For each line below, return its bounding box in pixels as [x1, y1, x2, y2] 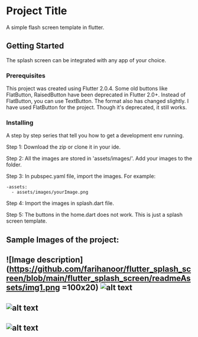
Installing [6, 118, 34, 127]
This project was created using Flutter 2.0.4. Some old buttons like [6, 85, 168, 92]
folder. [6, 161, 22, 168]
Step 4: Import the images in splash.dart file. [6, 200, 114, 207]
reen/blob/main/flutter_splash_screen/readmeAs [6, 274, 191, 284]
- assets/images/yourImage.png [11, 190, 89, 195]
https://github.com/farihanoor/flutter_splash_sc [9, 264, 191, 274]
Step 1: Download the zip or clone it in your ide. [6, 143, 121, 150]
